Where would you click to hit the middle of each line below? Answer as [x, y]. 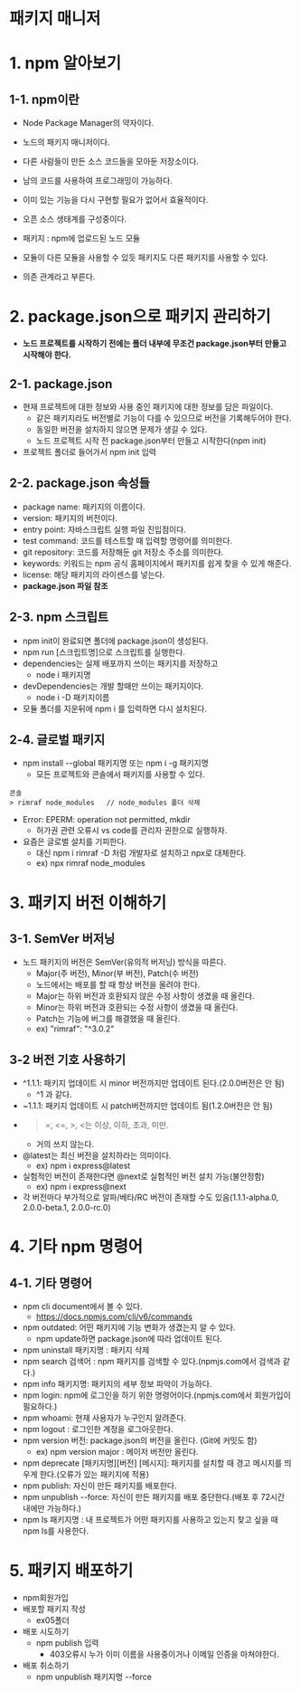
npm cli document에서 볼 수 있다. [82, 1306]
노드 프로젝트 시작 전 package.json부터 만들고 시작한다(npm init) [151, 441]
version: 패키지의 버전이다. [70, 518]
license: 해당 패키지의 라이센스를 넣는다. [94, 575]
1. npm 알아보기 [66, 63]
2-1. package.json [61, 384]
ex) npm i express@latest [83, 1166]
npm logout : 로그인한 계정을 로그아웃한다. [98, 1430]
